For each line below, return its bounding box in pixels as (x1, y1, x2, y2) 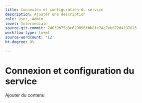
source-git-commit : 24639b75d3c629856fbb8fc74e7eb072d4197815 (5, 26, 137, 31)
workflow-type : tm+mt (5, 30, 50, 35)
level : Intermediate (5, 21, 48, 26)
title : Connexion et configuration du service (5, 7, 104, 12)
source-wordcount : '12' (5, 35, 55, 40)
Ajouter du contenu (5, 92, 45, 98)
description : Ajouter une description (5, 12, 86, 17)
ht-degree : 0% (5, 40, 35, 45)
